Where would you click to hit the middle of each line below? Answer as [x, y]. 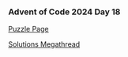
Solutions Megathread [44, 44]
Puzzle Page [28, 29]
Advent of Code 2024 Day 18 [64, 12]
